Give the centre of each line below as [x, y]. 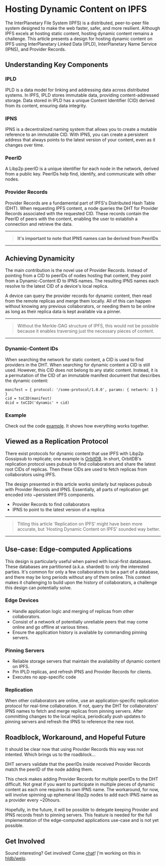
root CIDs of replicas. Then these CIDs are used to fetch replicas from [76, 469]
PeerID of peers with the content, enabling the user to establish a [71, 219]
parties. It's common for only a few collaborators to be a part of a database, [82, 572]
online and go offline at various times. [51, 627]
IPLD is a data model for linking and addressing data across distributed [77, 90]
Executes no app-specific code [44, 677]
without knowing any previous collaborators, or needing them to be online [80, 307]
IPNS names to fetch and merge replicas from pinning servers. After [74, 711]
